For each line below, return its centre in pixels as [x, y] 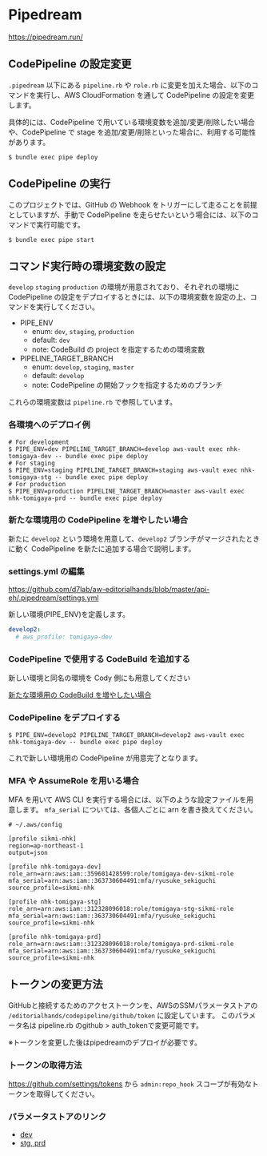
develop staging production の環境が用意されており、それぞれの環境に [124, 287]
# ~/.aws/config [35, 824]
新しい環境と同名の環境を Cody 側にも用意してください [100, 678]
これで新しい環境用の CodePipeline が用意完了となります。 [105, 758]
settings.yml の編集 [47, 571]
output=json [28, 852]
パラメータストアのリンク [57, 1117]
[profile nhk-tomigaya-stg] [55, 902]
